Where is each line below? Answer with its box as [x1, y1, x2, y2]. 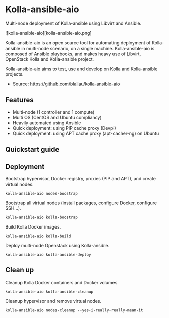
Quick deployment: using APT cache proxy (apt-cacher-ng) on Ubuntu [12, 130, 159, 137]
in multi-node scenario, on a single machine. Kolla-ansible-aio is [21, 45, 155, 51]
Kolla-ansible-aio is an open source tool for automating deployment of [5, 39, 151, 46]
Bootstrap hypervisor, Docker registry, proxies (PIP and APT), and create [5, 175, 156, 181]
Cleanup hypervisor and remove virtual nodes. [5, 298, 102, 304]
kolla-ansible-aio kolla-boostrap [5, 215, 78, 220]
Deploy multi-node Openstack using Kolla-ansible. [5, 242, 110, 248]
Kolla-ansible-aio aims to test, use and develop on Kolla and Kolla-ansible [5, 66, 158, 72]
